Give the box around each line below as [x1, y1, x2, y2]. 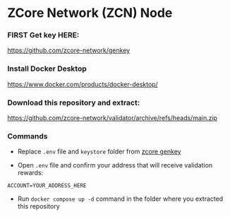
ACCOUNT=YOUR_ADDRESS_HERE [7, 182, 87, 189]
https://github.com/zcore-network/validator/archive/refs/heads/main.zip [7, 114, 217, 122]
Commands [7, 131, 48, 141]
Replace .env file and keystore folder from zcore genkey [17, 147, 181, 156]
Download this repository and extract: [7, 98, 140, 107]
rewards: [17, 168, 44, 177]
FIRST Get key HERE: [7, 30, 80, 40]
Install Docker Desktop [7, 64, 87, 74]
